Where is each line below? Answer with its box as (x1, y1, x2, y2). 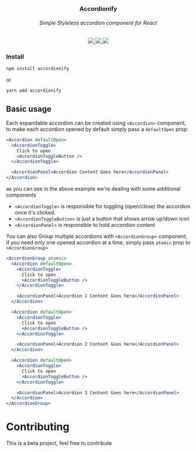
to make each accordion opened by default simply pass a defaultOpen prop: (6, 125, 189, 133)
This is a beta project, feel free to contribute (6, 440, 112, 447)
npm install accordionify (6, 66, 69, 72)
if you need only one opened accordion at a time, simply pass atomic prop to (6, 239, 191, 246)
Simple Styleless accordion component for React (39, 19, 157, 26)
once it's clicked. (14, 209, 56, 216)
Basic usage (6, 104, 51, 114)
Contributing (6, 420, 70, 434)
